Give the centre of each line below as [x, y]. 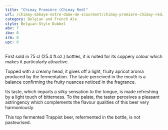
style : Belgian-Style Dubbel [35, 24]
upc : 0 [12, 42]
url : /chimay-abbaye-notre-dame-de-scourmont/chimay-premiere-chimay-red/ [85, 14]
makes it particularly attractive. [37, 62]
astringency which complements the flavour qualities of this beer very [77, 102]
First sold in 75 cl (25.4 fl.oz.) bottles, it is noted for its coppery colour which [84, 56]
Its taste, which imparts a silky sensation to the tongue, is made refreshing [82, 91]
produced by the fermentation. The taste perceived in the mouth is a [75, 76]
